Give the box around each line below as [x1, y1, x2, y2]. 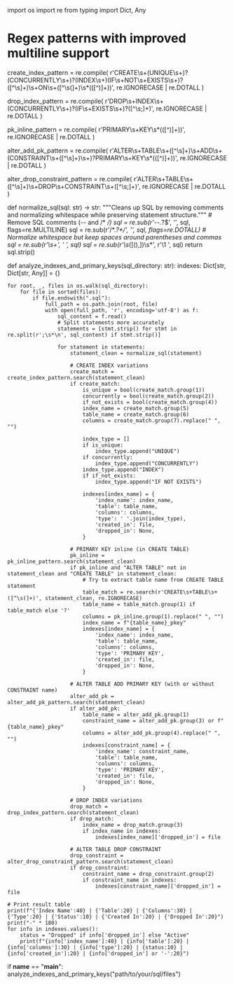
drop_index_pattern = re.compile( [7, 97, 104, 105]
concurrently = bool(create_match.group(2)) [82, 392, 215, 400]
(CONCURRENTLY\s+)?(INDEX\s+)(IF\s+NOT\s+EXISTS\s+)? [7, 76, 184, 84]
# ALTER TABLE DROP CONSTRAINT [69, 846, 161, 853]
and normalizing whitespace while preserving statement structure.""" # [7, 210, 212, 219]
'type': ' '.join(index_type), [95, 515, 187, 522]
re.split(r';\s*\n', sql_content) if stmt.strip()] [7, 331, 161, 338]
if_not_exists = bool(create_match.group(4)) [82, 398, 218, 405]
